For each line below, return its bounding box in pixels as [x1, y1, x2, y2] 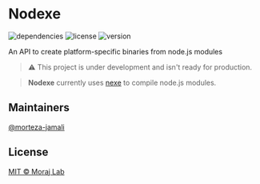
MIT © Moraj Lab [8, 166, 65, 176]
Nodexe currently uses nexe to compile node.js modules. [27, 78, 217, 87]
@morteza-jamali [8, 122, 66, 132]
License [8, 146, 49, 159]
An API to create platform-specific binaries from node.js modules [8, 46, 222, 56]
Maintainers [8, 101, 70, 114]
